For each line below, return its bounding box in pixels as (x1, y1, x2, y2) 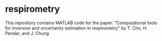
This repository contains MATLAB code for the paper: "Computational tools (5, 20, 158, 26)
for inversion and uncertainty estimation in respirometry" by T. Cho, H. (5, 25, 148, 31)
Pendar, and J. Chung (5, 30, 49, 36)
